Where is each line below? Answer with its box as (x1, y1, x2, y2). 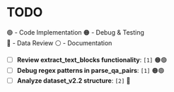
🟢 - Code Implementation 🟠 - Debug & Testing (6, 28, 144, 36)
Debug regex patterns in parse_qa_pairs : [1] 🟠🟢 (16, 66, 165, 74)
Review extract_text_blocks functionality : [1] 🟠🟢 (16, 55, 168, 64)
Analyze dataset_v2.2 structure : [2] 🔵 (16, 76, 131, 85)
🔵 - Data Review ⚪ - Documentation (6, 38, 112, 47)
